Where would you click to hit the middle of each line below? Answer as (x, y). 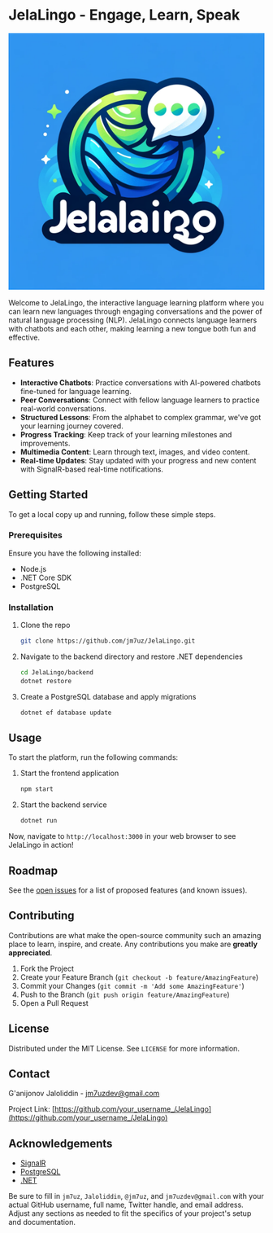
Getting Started (48, 495)
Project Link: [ (32, 1109)
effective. (24, 337)
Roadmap (33, 870)
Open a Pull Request (54, 1003)
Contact (29, 1074)
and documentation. (42, 1222)
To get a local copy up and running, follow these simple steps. (112, 514)
